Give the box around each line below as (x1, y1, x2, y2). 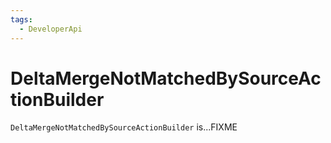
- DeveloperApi (19, 24, 83, 34)
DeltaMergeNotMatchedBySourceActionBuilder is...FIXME (10, 121, 238, 133)
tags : (10, 14, 33, 25)
